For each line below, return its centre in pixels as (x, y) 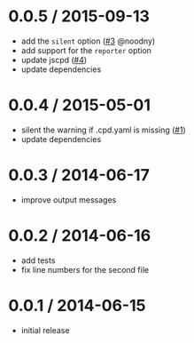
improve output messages (69, 199)
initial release (45, 330)
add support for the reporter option (86, 50)
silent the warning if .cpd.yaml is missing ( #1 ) (104, 130)
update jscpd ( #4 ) (54, 60)
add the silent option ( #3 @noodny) (88, 41)
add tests (38, 260)
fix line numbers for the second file (85, 269)
